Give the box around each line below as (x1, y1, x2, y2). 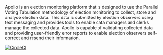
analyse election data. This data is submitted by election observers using (5, 15, 153, 20)
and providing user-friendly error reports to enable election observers (5, 30, 147, 36)
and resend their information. (21, 35, 80, 41)
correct (5, 35, 20, 41)
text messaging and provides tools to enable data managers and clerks (5, 19, 149, 25)
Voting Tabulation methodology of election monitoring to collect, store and (5, 9, 156, 15)
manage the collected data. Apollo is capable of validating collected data (5, 25, 153, 31)
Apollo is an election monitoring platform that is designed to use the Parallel (5, 4, 159, 10)
